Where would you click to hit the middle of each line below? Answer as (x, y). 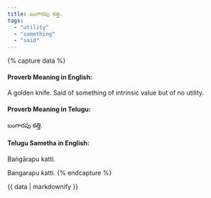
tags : (15, 21)
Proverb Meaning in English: (50, 77)
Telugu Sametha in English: (49, 143)
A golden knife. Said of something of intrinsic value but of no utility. (106, 93)
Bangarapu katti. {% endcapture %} (60, 172)
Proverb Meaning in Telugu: (49, 109)
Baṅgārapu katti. (31, 159)
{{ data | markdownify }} (43, 187)
